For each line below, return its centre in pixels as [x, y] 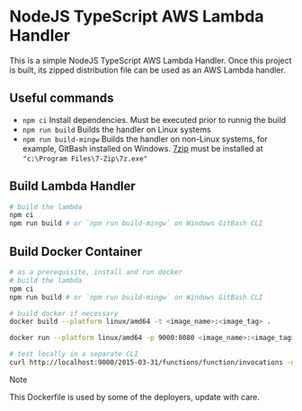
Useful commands [62, 98]
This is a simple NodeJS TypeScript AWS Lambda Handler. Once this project [151, 60]
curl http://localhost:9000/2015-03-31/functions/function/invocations [146, 363]
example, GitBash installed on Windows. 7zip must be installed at [142, 148]
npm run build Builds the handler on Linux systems [116, 129]
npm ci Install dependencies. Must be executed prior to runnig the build [154, 119]
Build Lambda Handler [73, 186]
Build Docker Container [76, 252]
